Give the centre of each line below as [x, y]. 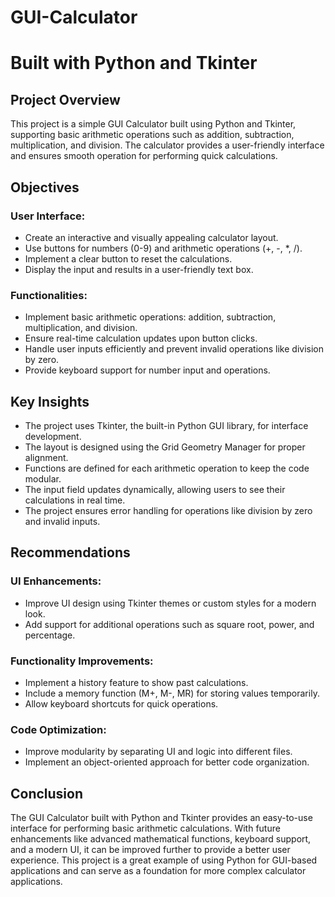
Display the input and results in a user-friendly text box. [139, 269]
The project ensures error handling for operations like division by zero [168, 510]
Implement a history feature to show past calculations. [136, 682]
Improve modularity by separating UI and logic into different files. [158, 752]
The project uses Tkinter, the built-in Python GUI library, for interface [166, 425]
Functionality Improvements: [82, 661]
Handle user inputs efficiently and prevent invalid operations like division [174, 349]
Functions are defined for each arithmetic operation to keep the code [167, 468]
